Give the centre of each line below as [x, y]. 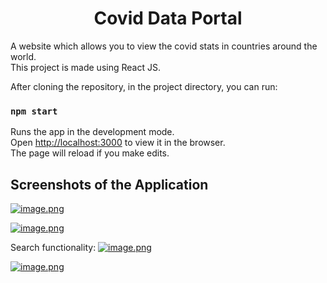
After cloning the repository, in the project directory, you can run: [144, 86]
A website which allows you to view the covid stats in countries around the [164, 46]
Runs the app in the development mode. [92, 132]
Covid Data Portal [168, 18]
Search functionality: [53, 248]
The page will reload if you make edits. [90, 153]
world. [23, 56]
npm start [34, 111]
